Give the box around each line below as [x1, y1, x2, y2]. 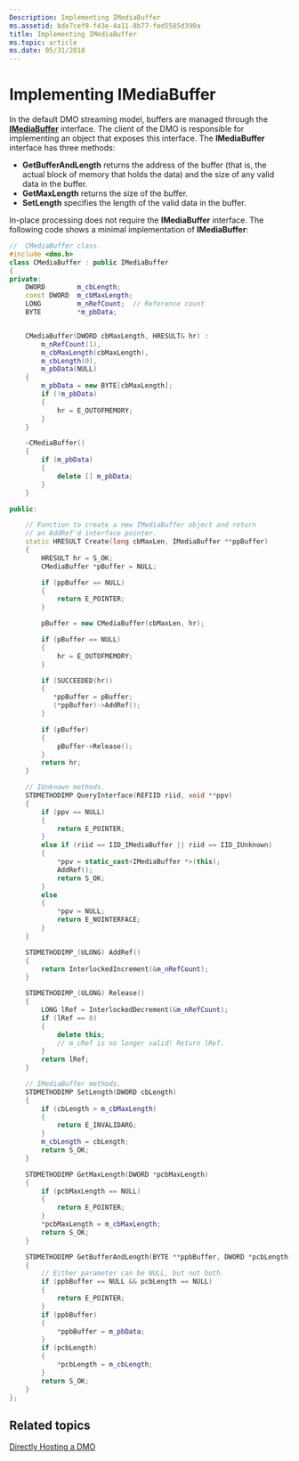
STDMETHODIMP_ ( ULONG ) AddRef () [25, 948, 141, 957]
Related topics [9, 1417, 91, 1432]
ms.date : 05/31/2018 [9, 46, 86, 55]
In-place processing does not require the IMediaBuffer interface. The [9, 215, 264, 225]
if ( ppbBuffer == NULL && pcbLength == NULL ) [41, 1277, 214, 1286]
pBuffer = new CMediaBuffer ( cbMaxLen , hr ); [41, 619, 205, 628]
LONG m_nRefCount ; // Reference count [25, 299, 205, 308]
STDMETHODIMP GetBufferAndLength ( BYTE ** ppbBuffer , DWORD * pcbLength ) [25, 1253, 293, 1261]
